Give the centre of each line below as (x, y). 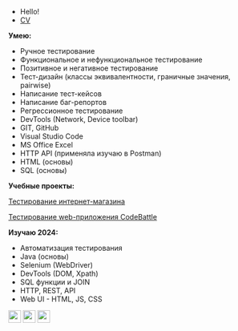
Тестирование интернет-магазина (67, 201)
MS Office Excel (46, 145)
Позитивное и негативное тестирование (89, 68)
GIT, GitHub (39, 128)
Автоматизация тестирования (71, 248)
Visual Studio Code (52, 136)
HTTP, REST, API (48, 291)
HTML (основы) (46, 162)
